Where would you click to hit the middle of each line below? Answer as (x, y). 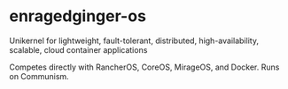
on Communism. (39, 76)
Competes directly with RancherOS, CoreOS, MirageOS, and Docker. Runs (144, 67)
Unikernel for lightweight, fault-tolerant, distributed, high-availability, (134, 41)
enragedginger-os (78, 16)
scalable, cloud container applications (78, 49)
